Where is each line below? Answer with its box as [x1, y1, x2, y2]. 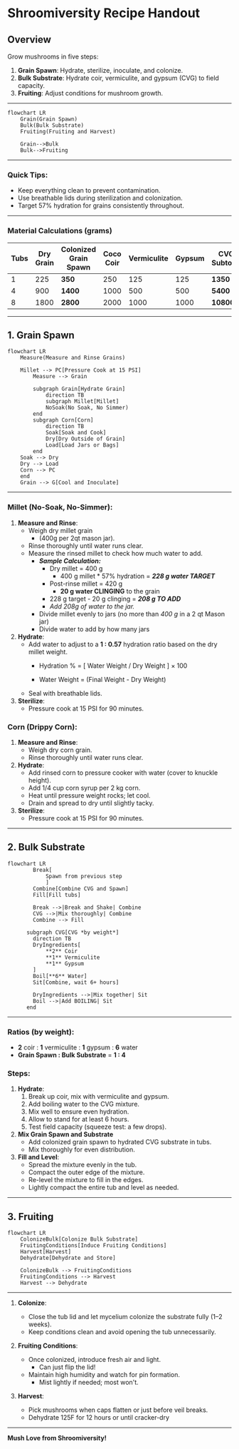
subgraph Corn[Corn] [33, 417, 94, 424]
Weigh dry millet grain [28, 526, 93, 534]
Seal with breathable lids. [28, 688, 103, 697]
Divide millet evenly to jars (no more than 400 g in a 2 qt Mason [38, 609, 225, 618]
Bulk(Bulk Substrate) [20, 122, 84, 129]
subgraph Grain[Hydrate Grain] [33, 385, 126, 393]
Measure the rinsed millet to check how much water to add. [28, 549, 203, 557]
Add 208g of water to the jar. [49, 601, 135, 611]
